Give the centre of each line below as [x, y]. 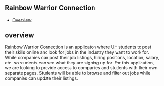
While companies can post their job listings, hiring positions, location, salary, [82, 57]
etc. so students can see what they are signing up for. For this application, [80, 63]
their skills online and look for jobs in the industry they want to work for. [77, 52]
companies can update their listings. [42, 78]
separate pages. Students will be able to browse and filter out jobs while [78, 73]
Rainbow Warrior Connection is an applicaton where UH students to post [78, 47]
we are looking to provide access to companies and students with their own [81, 67]
